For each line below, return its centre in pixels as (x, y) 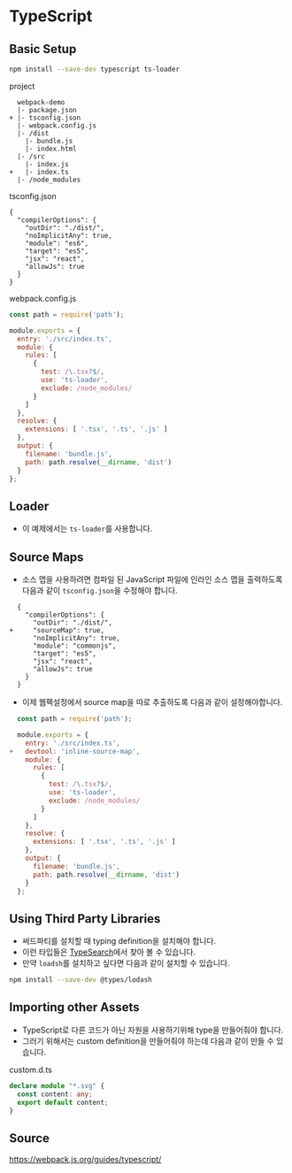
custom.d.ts (31, 1069)
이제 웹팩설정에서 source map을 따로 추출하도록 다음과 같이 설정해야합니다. (152, 702)
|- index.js (47, 164)
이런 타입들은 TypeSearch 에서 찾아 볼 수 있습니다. (109, 952)
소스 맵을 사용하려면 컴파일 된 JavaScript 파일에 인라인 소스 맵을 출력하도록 (152, 579)
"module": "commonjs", (74, 646)
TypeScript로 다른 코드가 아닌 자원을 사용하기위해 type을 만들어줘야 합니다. (153, 1030)
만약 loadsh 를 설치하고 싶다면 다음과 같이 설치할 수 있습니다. (126, 963)
